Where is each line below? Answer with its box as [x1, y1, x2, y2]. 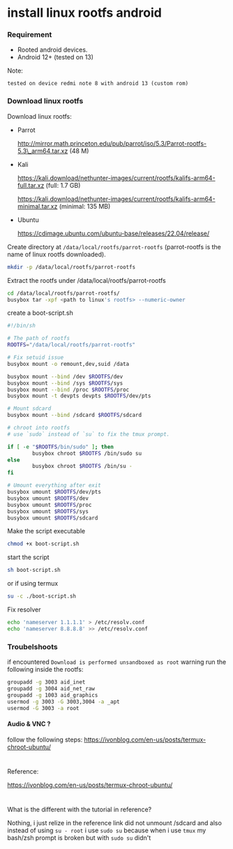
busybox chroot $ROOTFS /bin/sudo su [32, 450, 142, 457]
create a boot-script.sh [7, 309, 73, 317]
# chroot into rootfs [7, 424, 70, 431]
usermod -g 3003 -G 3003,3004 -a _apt [7, 698, 120, 705]
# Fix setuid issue [7, 354, 64, 361]
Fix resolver [7, 605, 41, 614]
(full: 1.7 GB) [45, 181, 81, 189]
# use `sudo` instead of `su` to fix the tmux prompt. [7, 431, 170, 438]
